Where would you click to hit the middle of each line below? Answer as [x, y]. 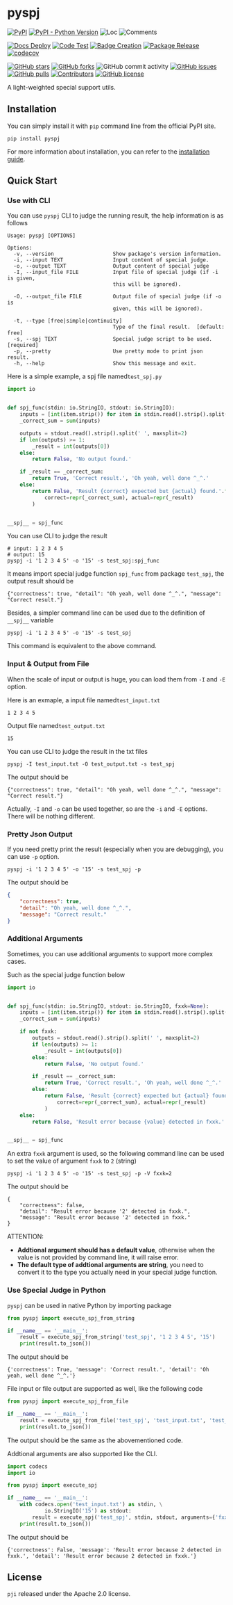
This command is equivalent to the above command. [82, 646]
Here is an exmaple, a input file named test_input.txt [84, 700]
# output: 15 [26, 555]
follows [17, 223]
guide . [16, 159]
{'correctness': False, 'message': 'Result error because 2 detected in [114, 1550]
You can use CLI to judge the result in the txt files [77, 751]
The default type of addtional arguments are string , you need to [110, 1265]
